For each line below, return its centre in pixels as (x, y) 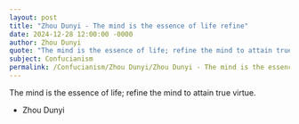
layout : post (33, 17)
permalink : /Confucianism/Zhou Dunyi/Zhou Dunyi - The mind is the (137, 68)
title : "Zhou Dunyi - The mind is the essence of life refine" (129, 26)
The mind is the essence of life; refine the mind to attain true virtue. (133, 92)
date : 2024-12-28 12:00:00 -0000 (71, 34)
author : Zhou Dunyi (45, 42)
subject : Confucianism (51, 59)
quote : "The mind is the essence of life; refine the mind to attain (141, 51)
